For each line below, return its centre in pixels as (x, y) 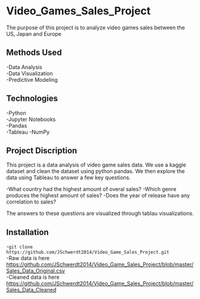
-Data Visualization (30, 73)
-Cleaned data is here (33, 277)
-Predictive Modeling (32, 79)
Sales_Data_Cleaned (31, 290)
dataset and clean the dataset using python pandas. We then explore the (96, 171)
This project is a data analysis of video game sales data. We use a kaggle (96, 165)
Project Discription (42, 150)
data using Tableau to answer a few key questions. (69, 178)
